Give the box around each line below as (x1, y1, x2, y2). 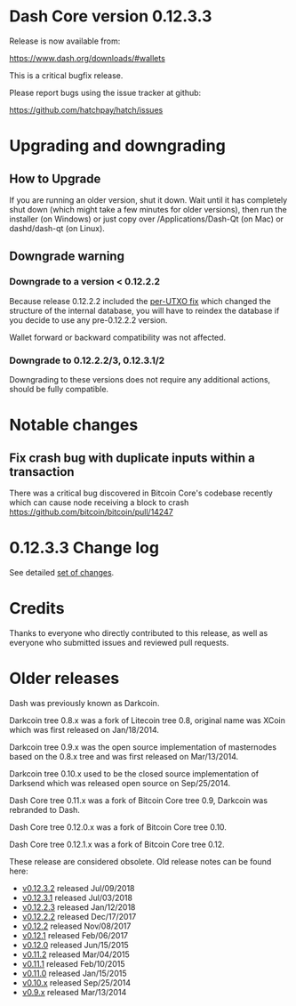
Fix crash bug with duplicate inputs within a (9, 450, 255, 465)
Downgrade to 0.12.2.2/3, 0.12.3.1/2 (9, 354, 165, 366)
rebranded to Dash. (9, 804, 80, 815)
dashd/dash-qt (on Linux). (9, 222, 105, 233)
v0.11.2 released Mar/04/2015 (21, 949, 131, 960)
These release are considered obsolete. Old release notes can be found (9, 856, 272, 866)
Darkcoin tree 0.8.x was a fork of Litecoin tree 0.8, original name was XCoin (9, 714, 286, 726)
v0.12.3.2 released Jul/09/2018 (21, 882, 135, 893)
